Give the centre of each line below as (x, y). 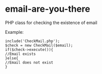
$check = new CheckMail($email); (39, 45)
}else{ (12, 58)
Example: (14, 32)
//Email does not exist (29, 62)
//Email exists (20, 54)
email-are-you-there (48, 9)
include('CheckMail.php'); (32, 41)
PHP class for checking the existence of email (51, 23)
